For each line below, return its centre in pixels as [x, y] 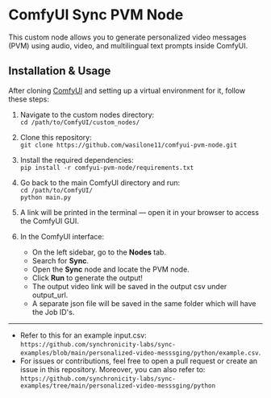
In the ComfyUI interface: [62, 236]
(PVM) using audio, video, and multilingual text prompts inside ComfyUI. [128, 45]
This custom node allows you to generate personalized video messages [127, 37]
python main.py [46, 197]
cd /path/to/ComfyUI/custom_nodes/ [80, 122]
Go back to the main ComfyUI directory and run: [100, 182]
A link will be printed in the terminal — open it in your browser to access [140, 212]
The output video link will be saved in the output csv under [129, 286]
